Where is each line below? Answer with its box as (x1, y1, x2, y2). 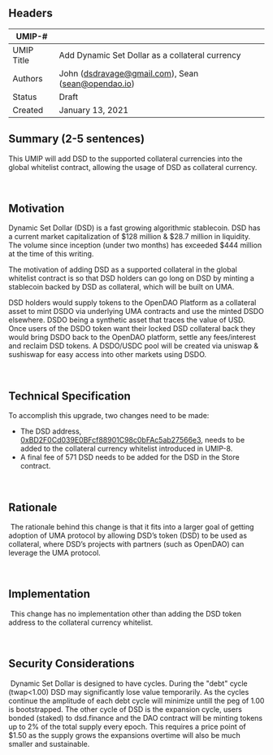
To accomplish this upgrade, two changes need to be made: (8, 411, 210, 421)
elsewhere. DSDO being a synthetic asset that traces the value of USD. (8, 315, 245, 325)
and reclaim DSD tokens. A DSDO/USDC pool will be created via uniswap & (8, 341, 258, 351)
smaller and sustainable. (8, 739, 90, 748)
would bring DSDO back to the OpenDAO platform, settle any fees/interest (8, 333, 256, 343)
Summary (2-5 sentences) (8, 132, 145, 146)
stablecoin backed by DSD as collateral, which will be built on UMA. (8, 282, 235, 292)
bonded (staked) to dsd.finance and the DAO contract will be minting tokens (8, 713, 262, 722)
